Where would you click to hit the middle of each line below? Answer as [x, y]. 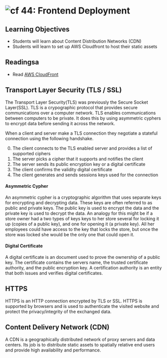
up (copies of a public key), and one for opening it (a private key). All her [80, 224]
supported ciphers [31, 153]
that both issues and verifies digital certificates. [54, 273]
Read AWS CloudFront [35, 74]
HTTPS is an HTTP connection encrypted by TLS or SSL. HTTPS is [74, 301]
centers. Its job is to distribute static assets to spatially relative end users [80, 344]
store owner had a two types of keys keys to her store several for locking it [82, 218]
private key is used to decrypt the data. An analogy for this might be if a [79, 213]
